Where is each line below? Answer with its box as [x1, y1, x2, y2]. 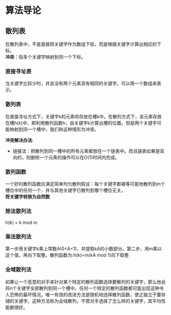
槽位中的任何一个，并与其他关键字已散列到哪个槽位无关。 [5, 187, 126, 193]
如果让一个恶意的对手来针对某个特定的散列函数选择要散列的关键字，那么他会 [5, 279, 166, 285]
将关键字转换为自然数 [5, 193, 50, 200]
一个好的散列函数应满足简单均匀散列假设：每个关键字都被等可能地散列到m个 [5, 181, 165, 187]
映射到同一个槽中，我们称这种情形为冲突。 [9, 126, 99, 132]
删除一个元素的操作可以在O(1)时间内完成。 [30, 154, 120, 160]
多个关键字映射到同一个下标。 [22, 54, 85, 60]
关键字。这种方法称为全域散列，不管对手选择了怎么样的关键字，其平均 [14, 298, 161, 304]
